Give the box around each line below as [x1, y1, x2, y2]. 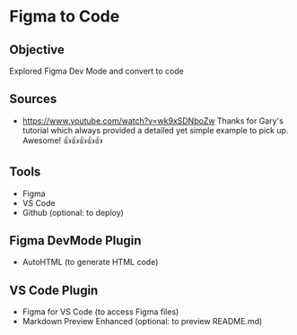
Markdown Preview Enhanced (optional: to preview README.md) [22, 316, 263, 327]
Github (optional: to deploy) [22, 207, 124, 218]
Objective [9, 42, 66, 57]
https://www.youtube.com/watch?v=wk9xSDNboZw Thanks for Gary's [22, 115, 284, 126]
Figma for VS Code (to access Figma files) [22, 306, 179, 317]
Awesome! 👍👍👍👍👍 [22, 134, 103, 145]
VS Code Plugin [9, 282, 99, 297]
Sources [9, 91, 57, 107]
